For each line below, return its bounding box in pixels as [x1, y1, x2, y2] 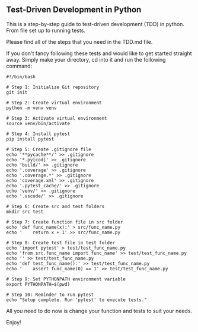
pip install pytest [6, 136, 55, 142]
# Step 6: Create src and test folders [6, 203, 105, 209]
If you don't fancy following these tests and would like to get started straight [6, 50, 192, 57]
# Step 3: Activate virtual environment [6, 115, 108, 121]
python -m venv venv [6, 105, 58, 111]
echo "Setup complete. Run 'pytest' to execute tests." [6, 296, 147, 303]
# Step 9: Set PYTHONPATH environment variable [6, 276, 126, 282]
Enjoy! [6, 318, 22, 325]
